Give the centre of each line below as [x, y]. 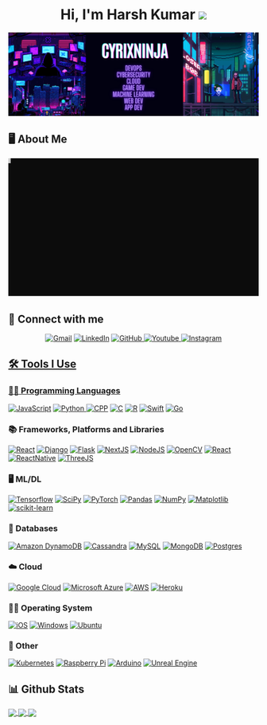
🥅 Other [23, 646]
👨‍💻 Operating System [50, 608]
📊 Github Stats [46, 689]
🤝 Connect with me [56, 319]
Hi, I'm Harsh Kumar [128, 15]
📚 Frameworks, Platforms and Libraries [86, 429]
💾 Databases [33, 528]
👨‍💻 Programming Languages [64, 391]
